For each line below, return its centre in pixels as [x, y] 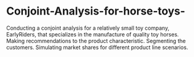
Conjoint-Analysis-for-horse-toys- [96, 11]
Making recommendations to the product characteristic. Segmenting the [96, 41]
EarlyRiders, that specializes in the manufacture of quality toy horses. [93, 34]
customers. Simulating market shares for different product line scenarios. [97, 47]
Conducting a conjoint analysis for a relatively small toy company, [88, 28]
